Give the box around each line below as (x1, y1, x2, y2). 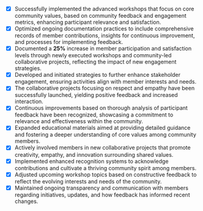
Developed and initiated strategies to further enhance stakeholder (14, 71, 181, 79)
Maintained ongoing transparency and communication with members (14, 184, 189, 191)
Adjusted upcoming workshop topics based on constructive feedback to (14, 171, 197, 178)
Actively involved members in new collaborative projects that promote (14, 144, 191, 151)
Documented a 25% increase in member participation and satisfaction (14, 45, 192, 52)
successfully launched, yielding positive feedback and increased (14, 91, 178, 99)
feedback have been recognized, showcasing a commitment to (14, 111, 174, 118)
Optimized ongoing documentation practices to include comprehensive (14, 25, 194, 32)
